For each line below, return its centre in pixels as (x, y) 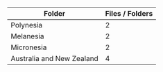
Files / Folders (129, 13)
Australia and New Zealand (54, 59)
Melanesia (27, 36)
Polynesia (27, 25)
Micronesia (29, 47)
